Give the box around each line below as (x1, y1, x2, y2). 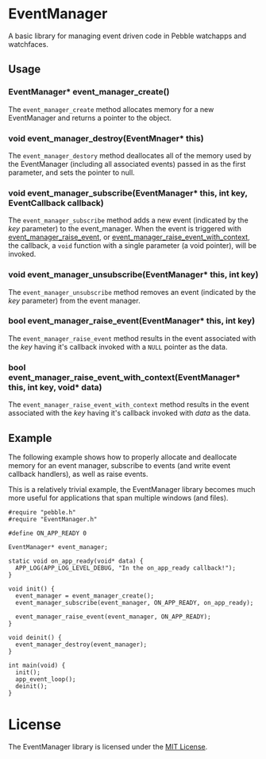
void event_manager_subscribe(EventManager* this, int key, (8, 188, 248, 199)
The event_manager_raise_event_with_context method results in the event (8, 400, 249, 409)
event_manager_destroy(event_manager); (15, 641, 148, 649)
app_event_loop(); (15, 675, 77, 683)
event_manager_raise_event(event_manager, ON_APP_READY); (15, 613, 212, 621)
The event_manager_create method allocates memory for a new (8, 104, 214, 114)
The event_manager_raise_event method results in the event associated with (8, 333, 256, 343)
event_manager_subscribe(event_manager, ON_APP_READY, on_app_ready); (15, 598, 254, 606)
